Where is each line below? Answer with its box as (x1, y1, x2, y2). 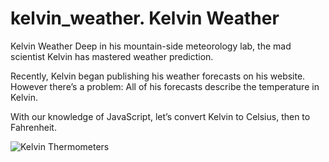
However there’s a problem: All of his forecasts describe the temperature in (10, 80, 320, 92)
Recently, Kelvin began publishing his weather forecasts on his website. (10, 70, 306, 82)
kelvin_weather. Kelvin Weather (10, 7, 280, 30)
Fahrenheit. (10, 121, 57, 133)
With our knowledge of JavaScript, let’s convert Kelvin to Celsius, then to (10, 110, 311, 122)
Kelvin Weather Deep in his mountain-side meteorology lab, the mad (10, 40, 292, 52)
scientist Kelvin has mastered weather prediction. (10, 50, 214, 62)
